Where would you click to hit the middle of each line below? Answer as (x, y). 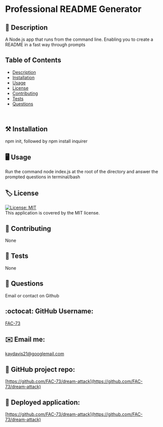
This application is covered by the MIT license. (52, 213)
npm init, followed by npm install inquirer (46, 141)
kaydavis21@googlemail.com (35, 354)
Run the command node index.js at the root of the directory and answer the (82, 172)
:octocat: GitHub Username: (49, 311)
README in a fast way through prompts (45, 45)
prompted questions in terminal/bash (43, 177)
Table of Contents (33, 60)
